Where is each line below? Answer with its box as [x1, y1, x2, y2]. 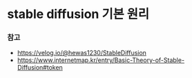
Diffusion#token [17, 64, 64, 72]
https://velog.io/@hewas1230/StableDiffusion [17, 49, 147, 57]
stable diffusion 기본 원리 [7, 6, 150, 22]
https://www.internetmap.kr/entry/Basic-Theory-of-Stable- [17, 56, 185, 64]
